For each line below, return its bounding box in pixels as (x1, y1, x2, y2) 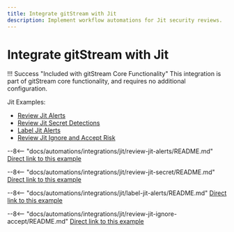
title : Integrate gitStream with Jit (7, 10, 117, 17)
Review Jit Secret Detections (17, 119, 100, 127)
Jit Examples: (7, 98, 46, 107)
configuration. (7, 84, 47, 93)
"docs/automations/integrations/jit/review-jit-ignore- (26, 210, 178, 218)
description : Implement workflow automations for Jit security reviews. (7, 17, 223, 24)
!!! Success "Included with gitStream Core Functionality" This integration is (7, 70, 221, 78)
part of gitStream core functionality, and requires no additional (7, 77, 186, 86)
